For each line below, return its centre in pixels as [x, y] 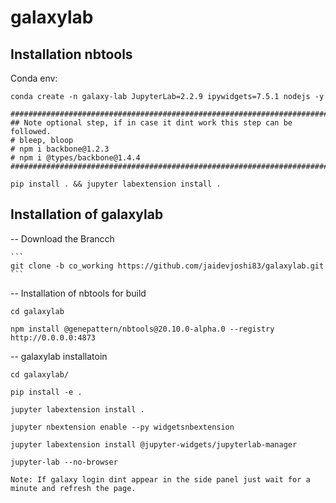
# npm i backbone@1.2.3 [60, 149]
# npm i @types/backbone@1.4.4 [75, 158]
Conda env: [34, 78]
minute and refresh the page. [73, 488]
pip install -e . [46, 392]
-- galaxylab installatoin [59, 356]
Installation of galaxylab [87, 214]
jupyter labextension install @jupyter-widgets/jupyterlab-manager [154, 444]
